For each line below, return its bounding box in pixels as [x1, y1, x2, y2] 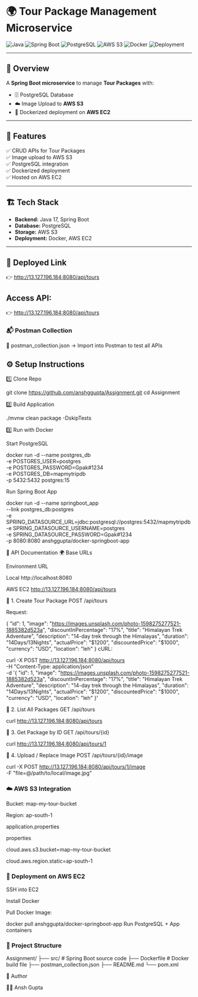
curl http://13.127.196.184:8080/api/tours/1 [6, 740, 107, 747]
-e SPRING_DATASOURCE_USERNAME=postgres [6, 525, 125, 532]
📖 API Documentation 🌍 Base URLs [6, 549, 93, 556]
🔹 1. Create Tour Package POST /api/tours [6, 597, 108, 604]
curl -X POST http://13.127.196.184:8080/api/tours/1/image [6, 763, 146, 770]
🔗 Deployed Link [6, 257, 67, 267]
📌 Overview [6, 63, 49, 74]
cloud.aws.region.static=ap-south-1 [6, 857, 93, 864]
